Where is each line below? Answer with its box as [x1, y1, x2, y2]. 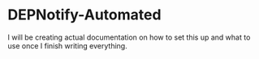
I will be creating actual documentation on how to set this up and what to [7, 32, 251, 42]
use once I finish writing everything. [7, 40, 127, 50]
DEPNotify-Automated [7, 6, 162, 24]
